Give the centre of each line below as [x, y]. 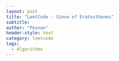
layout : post [22, 11]
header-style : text [30, 33]
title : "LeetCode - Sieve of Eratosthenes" [60, 17]
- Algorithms [27, 49]
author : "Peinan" [27, 28]
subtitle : [18, 22]
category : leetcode [30, 38]
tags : [13, 44]
